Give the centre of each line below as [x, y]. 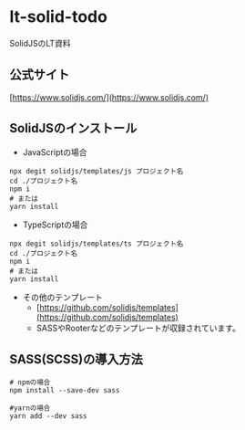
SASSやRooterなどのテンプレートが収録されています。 [138, 328]
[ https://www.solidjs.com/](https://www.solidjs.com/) [109, 97]
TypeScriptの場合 [55, 225]
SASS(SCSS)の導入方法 [76, 359]
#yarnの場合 [30, 408]
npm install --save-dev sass [65, 391]
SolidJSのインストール [73, 128]
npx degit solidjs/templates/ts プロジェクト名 [97, 244]
